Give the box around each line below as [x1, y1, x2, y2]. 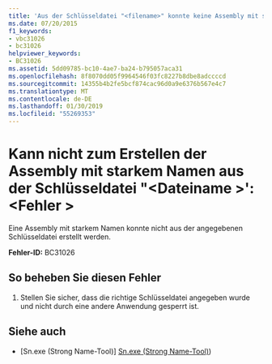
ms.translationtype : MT [8, 87, 89, 96]
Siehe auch [8, 325, 66, 339]
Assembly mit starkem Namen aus [8, 162, 244, 181]
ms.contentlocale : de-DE [8, 95, 92, 103]
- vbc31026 [8, 34, 45, 43]
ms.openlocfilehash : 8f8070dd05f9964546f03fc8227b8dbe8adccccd [8, 72, 227, 80]
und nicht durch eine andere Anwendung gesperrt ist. [19, 301, 200, 310]
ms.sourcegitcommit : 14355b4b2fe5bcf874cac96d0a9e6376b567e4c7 [8, 79, 227, 88]
